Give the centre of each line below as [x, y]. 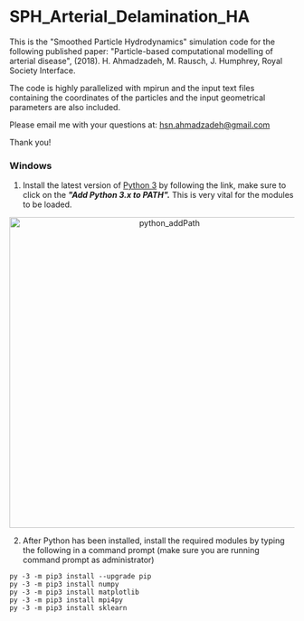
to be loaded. [47, 204]
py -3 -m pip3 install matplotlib [75, 593]
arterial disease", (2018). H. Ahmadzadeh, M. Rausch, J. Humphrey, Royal [146, 61]
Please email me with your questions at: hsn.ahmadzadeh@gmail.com [140, 125]
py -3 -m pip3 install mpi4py [66, 600]
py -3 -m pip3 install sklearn [68, 608]
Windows [31, 165]
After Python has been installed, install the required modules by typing [153, 541]
